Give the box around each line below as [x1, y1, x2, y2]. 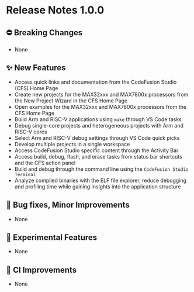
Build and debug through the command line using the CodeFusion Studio [14, 165, 189, 173]
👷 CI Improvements [6, 264, 77, 275]
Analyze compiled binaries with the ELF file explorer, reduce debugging [14, 177, 187, 184]
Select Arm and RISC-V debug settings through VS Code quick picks [14, 134, 180, 141]
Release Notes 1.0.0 [6, 4, 105, 17]
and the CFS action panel [14, 159, 76, 166]
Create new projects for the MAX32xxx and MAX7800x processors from [14, 91, 189, 98]
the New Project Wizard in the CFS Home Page [14, 97, 128, 104]
